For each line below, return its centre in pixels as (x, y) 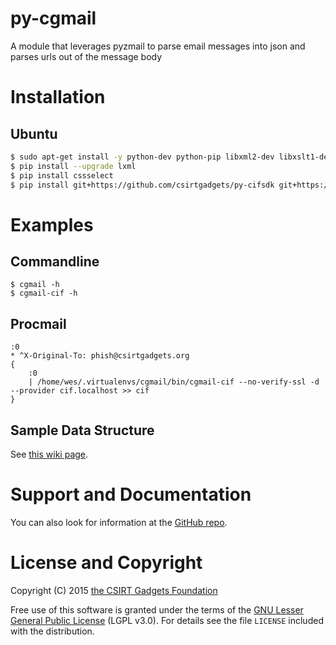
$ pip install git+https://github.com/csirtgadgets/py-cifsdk (142, 185)
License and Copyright (106, 563)
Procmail (38, 323)
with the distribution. (52, 631)
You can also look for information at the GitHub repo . (119, 522)
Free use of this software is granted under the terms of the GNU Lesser (157, 609)
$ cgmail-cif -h (44, 293)
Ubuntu (34, 133)
